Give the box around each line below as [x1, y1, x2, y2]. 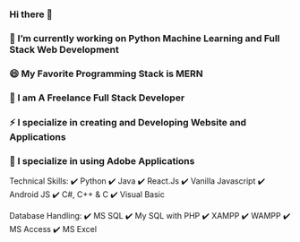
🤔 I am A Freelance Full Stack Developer [9, 91, 185, 104]
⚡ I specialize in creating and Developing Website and [9, 116, 247, 128]
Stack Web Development [9, 43, 119, 56]
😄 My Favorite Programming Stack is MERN [9, 67, 203, 80]
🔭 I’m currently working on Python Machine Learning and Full [9, 31, 280, 44]
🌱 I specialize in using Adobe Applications [9, 154, 195, 167]
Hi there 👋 [9, 8, 54, 21]
